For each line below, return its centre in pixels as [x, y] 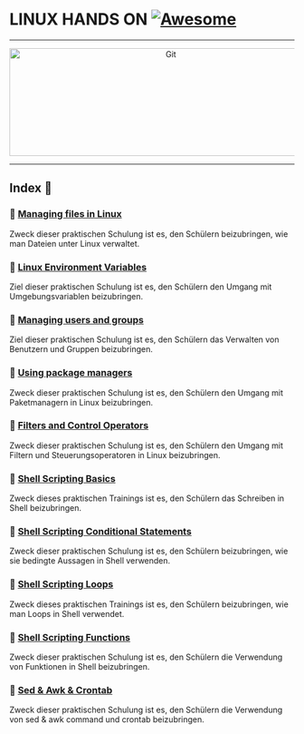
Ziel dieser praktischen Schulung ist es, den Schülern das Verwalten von [144, 339]
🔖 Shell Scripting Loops [62, 584]
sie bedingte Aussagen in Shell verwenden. [90, 561]
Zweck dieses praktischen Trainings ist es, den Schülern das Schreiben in [147, 498]
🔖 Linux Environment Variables [78, 267]
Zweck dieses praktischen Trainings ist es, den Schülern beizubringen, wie [149, 604]
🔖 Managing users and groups [77, 319]
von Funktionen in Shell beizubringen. [80, 666]
